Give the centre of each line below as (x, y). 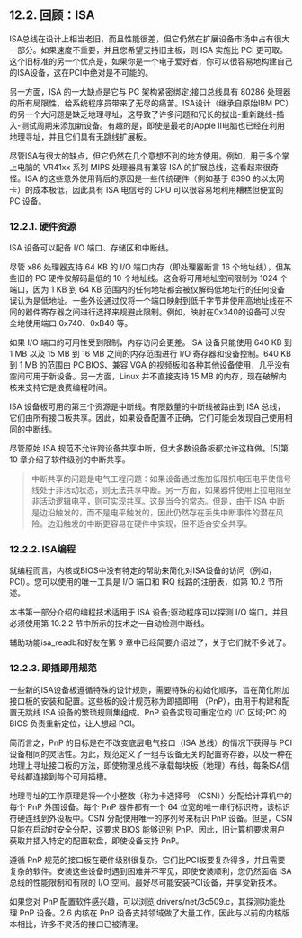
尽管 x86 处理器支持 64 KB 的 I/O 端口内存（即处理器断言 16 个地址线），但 (147, 267)
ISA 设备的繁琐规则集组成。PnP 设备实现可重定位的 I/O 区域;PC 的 (165, 712)
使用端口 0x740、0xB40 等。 (79, 323)
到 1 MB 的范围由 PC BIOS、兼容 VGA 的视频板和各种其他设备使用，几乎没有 (150, 365)
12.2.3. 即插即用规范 (53, 669)
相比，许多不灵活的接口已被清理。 (80, 924)
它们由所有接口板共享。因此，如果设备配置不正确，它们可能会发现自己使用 (147, 418)
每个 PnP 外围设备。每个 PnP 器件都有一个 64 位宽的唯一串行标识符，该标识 (150, 806)
